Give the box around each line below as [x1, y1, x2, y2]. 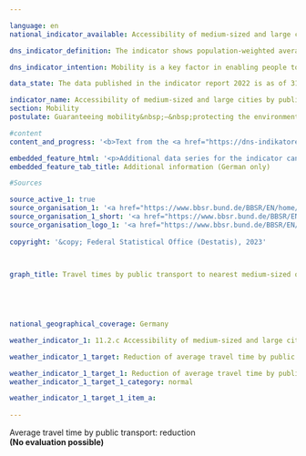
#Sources [9, 178, 43, 187]
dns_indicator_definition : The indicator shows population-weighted [9, 46, 275, 56]
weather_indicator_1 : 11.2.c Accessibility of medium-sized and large [9, 336, 283, 345]
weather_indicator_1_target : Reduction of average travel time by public [9, 352, 296, 361]
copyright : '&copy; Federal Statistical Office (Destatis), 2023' [9, 238, 267, 247]
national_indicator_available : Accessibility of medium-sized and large [9, 29, 291, 39]
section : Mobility [9, 104, 79, 114]
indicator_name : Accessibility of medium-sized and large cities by [9, 96, 275, 105]
